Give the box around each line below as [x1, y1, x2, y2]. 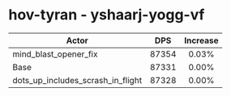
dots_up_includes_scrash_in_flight [12, 74, 143, 86]
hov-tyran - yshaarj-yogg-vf [8, 6, 205, 24]
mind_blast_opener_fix [12, 48, 98, 60]
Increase [184, 35, 219, 46]
